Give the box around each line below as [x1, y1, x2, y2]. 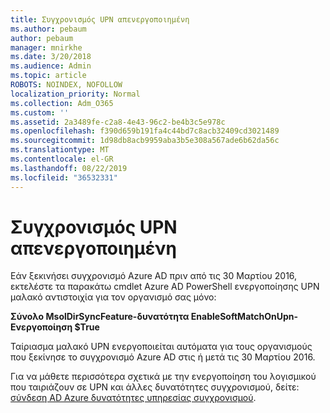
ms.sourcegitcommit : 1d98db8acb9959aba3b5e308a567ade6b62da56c [10, 136, 280, 146]
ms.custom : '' [10, 107, 70, 118]
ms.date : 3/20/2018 [10, 52, 92, 62]
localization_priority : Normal [10, 89, 141, 99]
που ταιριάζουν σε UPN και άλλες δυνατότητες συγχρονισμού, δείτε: [10, 381, 300, 393]
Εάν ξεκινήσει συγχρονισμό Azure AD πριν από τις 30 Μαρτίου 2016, [10, 270, 298, 282]
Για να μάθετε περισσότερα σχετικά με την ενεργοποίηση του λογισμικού [10, 371, 317, 383]
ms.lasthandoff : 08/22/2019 [10, 163, 128, 173]
